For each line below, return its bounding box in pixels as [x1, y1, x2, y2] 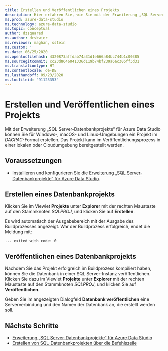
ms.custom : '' [5, 45, 35, 50]
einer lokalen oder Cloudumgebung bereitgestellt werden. [5, 142, 124, 148]
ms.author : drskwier [5, 36, 48, 41]
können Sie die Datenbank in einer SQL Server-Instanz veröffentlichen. [5, 271, 151, 277]
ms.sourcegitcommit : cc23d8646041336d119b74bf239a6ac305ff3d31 [5, 59, 140, 64]
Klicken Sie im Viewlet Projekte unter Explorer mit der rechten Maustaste [5, 203, 156, 209]
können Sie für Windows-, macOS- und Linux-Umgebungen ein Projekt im [5, 131, 158, 137]
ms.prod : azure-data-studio [5, 17, 64, 22]
